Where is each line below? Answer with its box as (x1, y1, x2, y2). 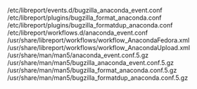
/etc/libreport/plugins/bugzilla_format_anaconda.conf (7, 13, 162, 22)
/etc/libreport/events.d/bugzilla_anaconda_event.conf (7, 6, 163, 14)
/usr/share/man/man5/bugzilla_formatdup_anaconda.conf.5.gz (7, 73, 189, 82)
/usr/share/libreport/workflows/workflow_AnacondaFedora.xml (7, 36, 190, 44)
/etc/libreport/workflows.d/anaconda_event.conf (7, 28, 148, 37)
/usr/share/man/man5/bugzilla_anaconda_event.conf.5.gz (7, 59, 174, 66)
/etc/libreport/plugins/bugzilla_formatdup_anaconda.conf (7, 21, 173, 29)
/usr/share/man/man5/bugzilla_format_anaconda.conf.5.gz (7, 66, 177, 74)
